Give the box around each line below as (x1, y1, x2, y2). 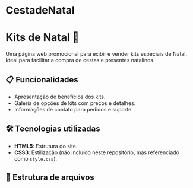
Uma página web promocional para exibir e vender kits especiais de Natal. (5, 50, 188, 58)
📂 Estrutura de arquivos (5, 173, 94, 183)
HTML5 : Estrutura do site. (14, 142, 78, 149)
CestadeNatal (5, 4, 75, 17)
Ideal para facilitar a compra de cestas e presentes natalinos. (5, 57, 155, 64)
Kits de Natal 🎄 (5, 31, 80, 44)
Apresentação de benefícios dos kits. (14, 93, 106, 100)
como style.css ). (14, 155, 58, 162)
